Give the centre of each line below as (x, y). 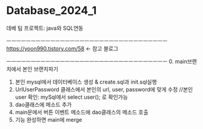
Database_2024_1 (52, 11)
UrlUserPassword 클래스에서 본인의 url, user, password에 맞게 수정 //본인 (104, 89)
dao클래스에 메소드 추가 (43, 104)
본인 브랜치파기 (40, 69)
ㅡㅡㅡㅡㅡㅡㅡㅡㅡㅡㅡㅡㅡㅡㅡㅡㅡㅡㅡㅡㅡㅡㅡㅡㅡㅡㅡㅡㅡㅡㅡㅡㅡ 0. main (97, 61)
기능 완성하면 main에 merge (48, 119)
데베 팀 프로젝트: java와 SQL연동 (45, 28)
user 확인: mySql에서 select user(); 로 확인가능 (72, 97)
